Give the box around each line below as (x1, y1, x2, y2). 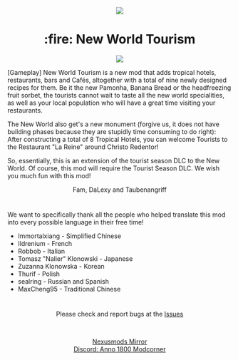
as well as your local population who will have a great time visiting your (7, 98, 216, 107)
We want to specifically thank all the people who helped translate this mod (7, 210, 226, 219)
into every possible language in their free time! (7, 218, 144, 227)
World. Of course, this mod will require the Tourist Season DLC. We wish (7, 164, 220, 173)
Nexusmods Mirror (92, 337, 148, 346)
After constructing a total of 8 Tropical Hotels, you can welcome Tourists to (7, 135, 228, 143)
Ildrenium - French (17, 240, 73, 248)
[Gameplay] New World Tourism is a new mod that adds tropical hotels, (7, 68, 217, 76)
